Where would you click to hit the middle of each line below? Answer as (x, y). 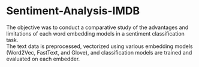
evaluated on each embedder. (43, 59)
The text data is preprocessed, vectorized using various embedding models (99, 46)
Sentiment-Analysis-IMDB (73, 11)
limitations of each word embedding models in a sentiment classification (95, 33)
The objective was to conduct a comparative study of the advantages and (97, 27)
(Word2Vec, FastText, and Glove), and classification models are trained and (99, 52)
